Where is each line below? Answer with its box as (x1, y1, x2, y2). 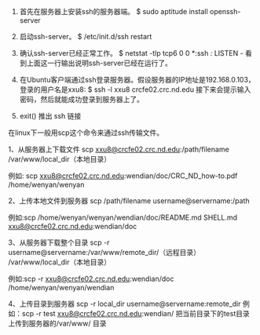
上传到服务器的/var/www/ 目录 (8, 319, 107, 328)
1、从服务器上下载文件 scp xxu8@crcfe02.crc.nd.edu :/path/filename (8, 144, 229, 154)
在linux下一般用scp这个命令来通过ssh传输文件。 (8, 128, 163, 137)
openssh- (209, 7, 241, 16)
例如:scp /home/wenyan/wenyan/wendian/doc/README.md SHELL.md (8, 213, 238, 222)
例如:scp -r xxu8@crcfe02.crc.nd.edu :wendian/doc (8, 274, 174, 283)
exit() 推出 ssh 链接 (19, 111, 82, 120)
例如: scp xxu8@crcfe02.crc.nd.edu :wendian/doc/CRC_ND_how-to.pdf (8, 171, 238, 180)
